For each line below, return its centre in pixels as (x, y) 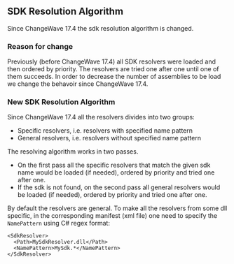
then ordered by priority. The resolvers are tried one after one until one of (113, 69)
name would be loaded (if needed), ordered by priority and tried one (116, 173)
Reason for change (40, 46)
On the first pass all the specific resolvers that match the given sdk (114, 165)
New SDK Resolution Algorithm (61, 102)
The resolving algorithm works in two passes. (73, 152)
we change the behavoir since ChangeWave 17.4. (78, 84)
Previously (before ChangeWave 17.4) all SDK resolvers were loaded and (111, 61)
